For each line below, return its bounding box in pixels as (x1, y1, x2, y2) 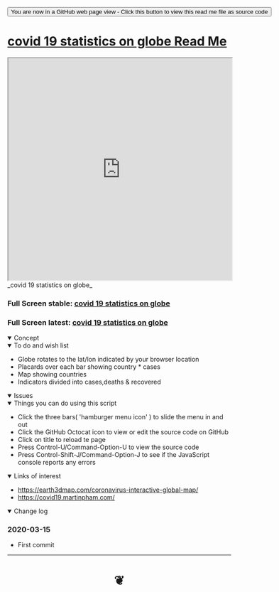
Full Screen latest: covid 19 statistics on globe (7, 317, 168, 327)
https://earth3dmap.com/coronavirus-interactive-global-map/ (17, 485, 199, 494)
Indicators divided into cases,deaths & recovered (17, 377, 161, 387)
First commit (17, 541, 55, 549)
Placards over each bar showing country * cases (17, 362, 161, 371)
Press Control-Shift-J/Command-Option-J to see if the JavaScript (17, 451, 210, 459)
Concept (13, 334, 40, 343)
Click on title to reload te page (17, 436, 106, 444)
